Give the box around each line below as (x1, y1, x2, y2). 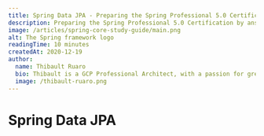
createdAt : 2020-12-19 (8, 48, 82, 56)
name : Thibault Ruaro (15, 63, 86, 71)
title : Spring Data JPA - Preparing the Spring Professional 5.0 (8, 11, 226, 20)
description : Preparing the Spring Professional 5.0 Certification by (8, 19, 244, 27)
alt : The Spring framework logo (8, 33, 114, 42)
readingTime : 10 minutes (8, 41, 90, 49)
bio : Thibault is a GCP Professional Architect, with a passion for (15, 70, 244, 78)
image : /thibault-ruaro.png (15, 77, 108, 85)
